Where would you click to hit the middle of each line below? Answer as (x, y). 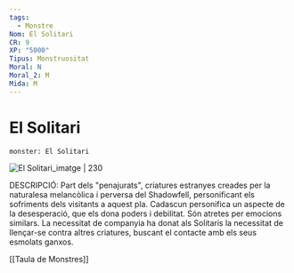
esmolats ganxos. (41, 242)
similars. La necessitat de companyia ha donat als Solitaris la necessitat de (146, 222)
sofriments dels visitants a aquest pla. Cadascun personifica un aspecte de (147, 204)
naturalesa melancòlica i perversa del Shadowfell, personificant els (132, 194)
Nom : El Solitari (41, 34)
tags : (19, 17)
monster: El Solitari (49, 151)
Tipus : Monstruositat (49, 59)
